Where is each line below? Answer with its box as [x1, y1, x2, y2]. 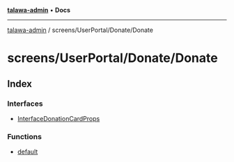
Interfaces [7, 99, 43, 108]
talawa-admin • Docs [7, 6, 71, 14]
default [17, 147, 38, 156]
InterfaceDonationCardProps [17, 114, 100, 122]
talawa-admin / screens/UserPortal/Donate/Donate [7, 26, 153, 34]
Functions [7, 131, 42, 141]
